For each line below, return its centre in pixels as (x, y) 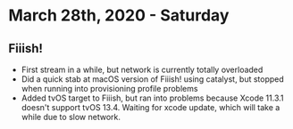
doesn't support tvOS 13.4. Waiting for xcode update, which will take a (151, 107)
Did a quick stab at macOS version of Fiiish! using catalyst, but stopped (153, 79)
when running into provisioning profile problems (109, 89)
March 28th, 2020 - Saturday (119, 16)
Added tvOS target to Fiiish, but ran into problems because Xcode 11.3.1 (152, 98)
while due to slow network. (71, 117)
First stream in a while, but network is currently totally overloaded (142, 69)
